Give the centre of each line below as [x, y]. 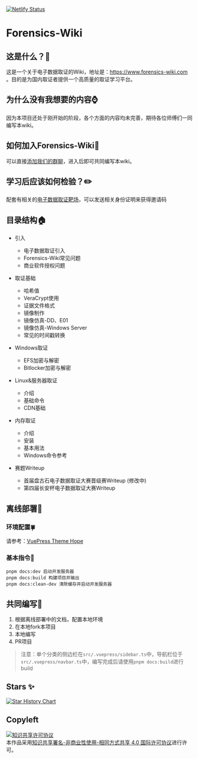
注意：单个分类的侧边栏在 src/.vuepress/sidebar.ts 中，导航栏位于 [102, 654]
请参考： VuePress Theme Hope [45, 541]
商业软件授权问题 [44, 266]
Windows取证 [31, 348]
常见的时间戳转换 [44, 335]
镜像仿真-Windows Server [55, 328]
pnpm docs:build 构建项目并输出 [43, 578]
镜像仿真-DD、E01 [46, 320]
